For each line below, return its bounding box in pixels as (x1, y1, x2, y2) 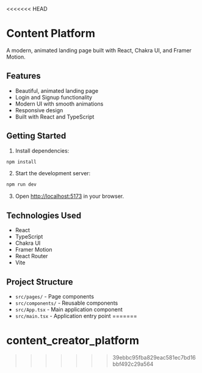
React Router (15, 253, 48, 260)
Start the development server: (15, 170, 91, 177)
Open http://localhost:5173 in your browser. (15, 192, 124, 200)
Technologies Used (6, 210, 81, 220)
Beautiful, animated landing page (15, 87, 99, 94)
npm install (6, 159, 37, 165)
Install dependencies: (15, 147, 70, 154)
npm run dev (6, 181, 37, 188)
